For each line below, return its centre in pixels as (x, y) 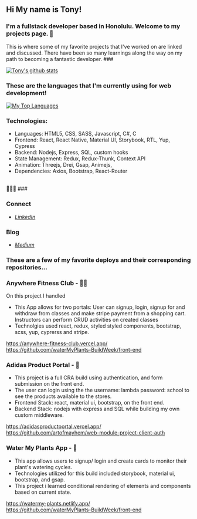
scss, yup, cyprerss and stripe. (52, 332)
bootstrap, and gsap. (40, 479)
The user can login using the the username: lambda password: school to (102, 390)
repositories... (27, 267)
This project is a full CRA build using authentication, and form (89, 378)
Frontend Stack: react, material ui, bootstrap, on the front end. (89, 403)
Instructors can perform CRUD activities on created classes (86, 320)
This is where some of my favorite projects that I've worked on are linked (94, 46)
